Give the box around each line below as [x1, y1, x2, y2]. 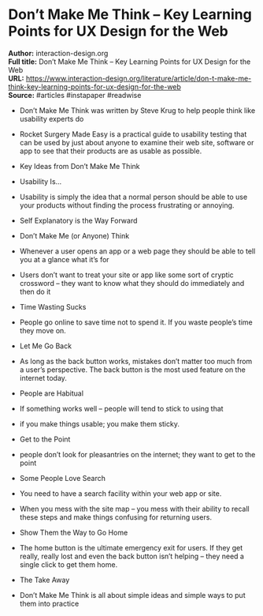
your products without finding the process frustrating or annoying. [19, 200, 235, 210]
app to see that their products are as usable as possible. [19, 146, 202, 156]
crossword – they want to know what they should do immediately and [19, 278, 245, 287]
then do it [19, 287, 51, 296]
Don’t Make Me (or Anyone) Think [19, 231, 130, 240]
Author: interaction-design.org [8, 48, 109, 58]
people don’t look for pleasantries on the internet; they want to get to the [19, 449, 256, 459]
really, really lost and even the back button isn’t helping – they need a [19, 551, 244, 561]
